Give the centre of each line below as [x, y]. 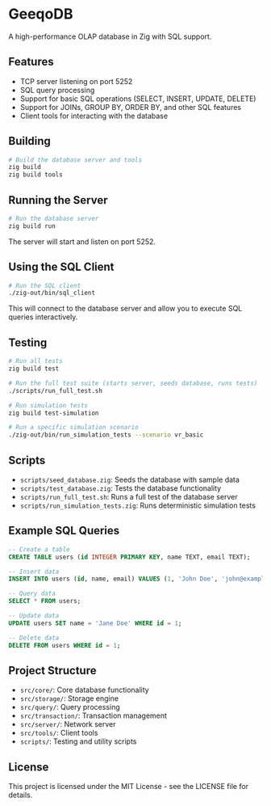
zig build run [32, 226]
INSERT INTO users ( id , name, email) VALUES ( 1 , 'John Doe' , [113, 579]
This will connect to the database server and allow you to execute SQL [125, 309]
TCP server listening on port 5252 [76, 81]
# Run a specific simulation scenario [73, 428]
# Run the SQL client [45, 285]
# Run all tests [35, 361]
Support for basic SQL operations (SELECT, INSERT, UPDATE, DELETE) [138, 99]
